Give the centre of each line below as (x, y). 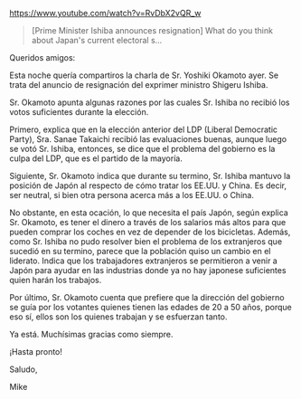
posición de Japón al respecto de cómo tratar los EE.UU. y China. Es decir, (148, 185)
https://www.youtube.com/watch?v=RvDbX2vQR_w (105, 13)
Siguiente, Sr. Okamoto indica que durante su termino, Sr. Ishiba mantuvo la (150, 176)
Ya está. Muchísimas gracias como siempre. (91, 334)
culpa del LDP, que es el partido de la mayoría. (96, 158)
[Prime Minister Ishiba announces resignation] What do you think (152, 30)
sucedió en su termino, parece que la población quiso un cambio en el (140, 251)
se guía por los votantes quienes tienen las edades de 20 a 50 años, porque (150, 307)
